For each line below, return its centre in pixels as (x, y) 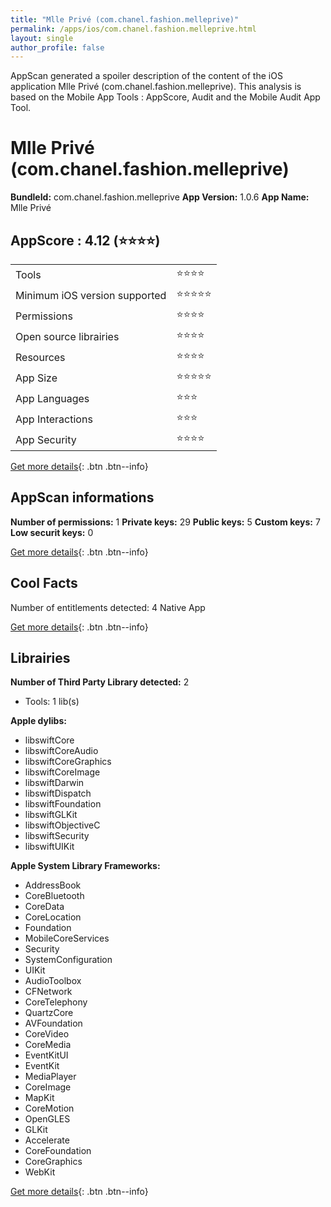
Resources (40, 357)
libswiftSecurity (57, 836)
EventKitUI (46, 1055)
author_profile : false (57, 47)
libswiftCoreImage (62, 772)
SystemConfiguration (68, 960)
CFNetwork (48, 992)
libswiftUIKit (49, 847)
